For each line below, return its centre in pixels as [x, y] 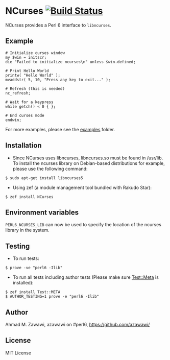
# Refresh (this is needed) [35, 89]
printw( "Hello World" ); [33, 75]
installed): [23, 283]
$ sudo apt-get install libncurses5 [44, 178]
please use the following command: [50, 169]
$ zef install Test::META [33, 292]
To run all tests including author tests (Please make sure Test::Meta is [86, 277]
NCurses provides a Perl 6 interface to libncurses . [58, 25]
